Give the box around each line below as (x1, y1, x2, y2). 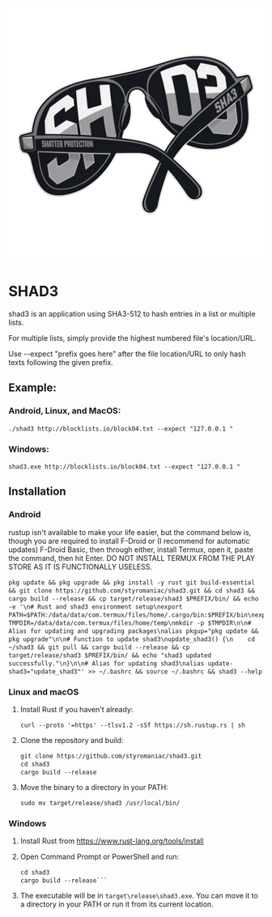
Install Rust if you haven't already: (19, 704, 134, 714)
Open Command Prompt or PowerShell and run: (19, 852, 180, 862)
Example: (8, 381, 57, 395)
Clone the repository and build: (19, 735, 124, 745)
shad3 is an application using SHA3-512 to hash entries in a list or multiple (8, 308, 257, 318)
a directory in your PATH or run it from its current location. (19, 899, 215, 909)
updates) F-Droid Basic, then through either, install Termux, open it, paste (8, 545, 253, 554)
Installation (8, 485, 66, 499)
